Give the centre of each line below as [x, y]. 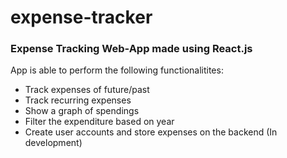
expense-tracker [81, 17]
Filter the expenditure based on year [99, 122]
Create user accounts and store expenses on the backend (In [151, 132]
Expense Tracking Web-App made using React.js [131, 49]
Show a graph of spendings [82, 111]
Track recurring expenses [78, 100]
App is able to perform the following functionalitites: [117, 70]
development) [53, 143]
